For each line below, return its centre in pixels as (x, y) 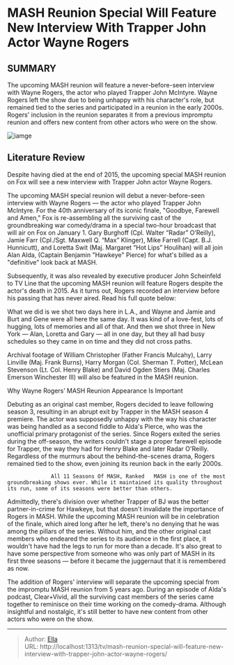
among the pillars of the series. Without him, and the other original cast (109, 531)
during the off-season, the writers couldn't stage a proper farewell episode (115, 441)
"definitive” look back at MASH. (52, 262)
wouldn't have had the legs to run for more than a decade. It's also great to (115, 546)
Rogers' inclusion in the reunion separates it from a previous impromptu (110, 115)
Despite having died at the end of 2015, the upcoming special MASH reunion (117, 174)
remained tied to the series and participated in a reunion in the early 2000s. (116, 107)
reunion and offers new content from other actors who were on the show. (112, 122)
